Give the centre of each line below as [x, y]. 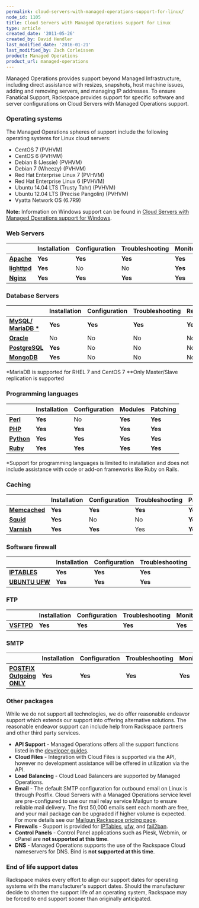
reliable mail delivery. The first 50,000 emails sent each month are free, [102, 808]
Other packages [30, 701]
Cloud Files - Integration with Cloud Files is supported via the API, [95, 757]
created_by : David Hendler [39, 39]
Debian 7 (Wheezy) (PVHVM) [50, 168]
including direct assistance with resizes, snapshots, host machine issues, [95, 84]
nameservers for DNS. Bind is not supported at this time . [85, 852]
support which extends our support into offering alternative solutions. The [96, 720]
